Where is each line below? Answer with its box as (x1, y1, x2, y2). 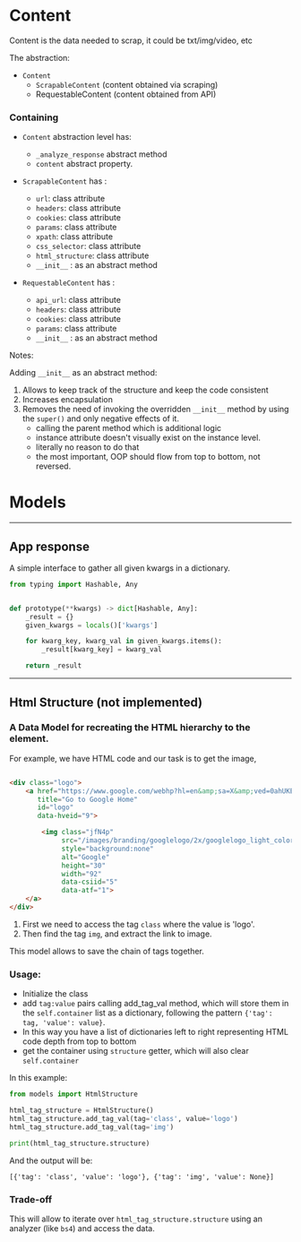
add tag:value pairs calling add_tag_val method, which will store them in (21, 998, 289, 1009)
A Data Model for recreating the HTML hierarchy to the (9, 721, 251, 734)
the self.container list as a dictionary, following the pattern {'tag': (21, 1007, 273, 1018)
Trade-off (9, 1193, 53, 1205)
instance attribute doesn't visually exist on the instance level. (35, 432, 262, 444)
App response (9, 539, 90, 554)
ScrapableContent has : (21, 176, 107, 186)
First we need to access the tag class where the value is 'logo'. (21, 919, 255, 929)
